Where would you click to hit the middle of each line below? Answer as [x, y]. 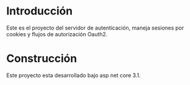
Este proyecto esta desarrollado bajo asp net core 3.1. [74, 75]
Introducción [40, 11]
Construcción [42, 59]
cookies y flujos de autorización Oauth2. [57, 34]
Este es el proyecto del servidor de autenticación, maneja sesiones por [95, 28]
